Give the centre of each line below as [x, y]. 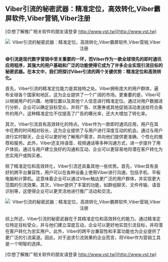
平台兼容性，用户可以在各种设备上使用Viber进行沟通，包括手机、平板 [89, 172]
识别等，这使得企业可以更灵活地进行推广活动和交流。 [60, 191]
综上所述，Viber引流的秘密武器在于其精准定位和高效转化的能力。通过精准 [81, 218]
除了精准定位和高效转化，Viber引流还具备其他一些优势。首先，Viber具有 [80, 166]
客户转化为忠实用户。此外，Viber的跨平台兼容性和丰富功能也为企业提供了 [85, 231]
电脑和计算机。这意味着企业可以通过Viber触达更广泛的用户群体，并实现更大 [83, 178]
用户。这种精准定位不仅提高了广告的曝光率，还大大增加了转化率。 [82, 113]
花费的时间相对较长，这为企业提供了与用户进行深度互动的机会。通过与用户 [86, 130]
